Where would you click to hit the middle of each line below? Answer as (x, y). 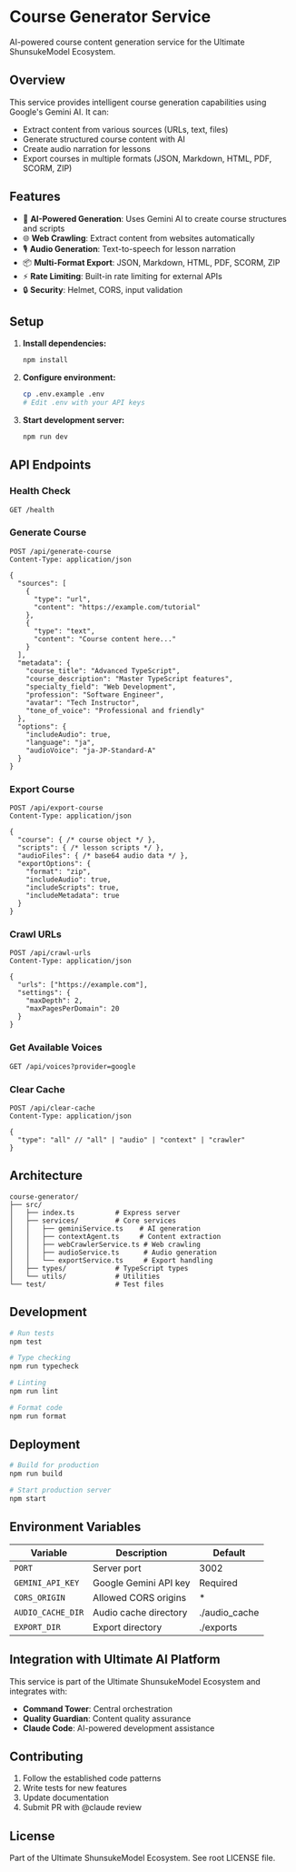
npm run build (36, 1474)
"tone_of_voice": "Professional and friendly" (115, 710)
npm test (26, 1342)
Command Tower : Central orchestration (97, 1708)
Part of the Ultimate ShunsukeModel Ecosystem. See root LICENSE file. (143, 1858)
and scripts (44, 228)
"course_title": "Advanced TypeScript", (103, 670)
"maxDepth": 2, (54, 1001)
